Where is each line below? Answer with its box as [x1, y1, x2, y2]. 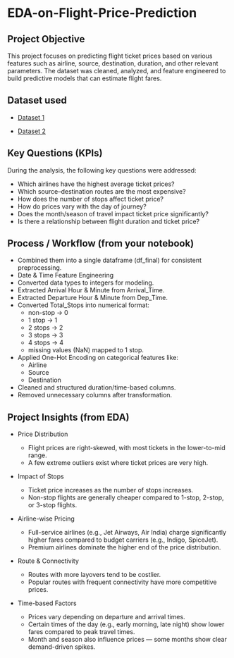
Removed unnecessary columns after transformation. [17, 391, 173, 399]
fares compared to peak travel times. [27, 628, 135, 636]
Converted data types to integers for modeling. [17, 278, 154, 287]
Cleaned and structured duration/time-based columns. [17, 383, 176, 392]
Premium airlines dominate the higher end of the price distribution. [27, 543, 221, 552]
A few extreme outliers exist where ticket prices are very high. [27, 459, 209, 467]
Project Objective [7, 33, 85, 45]
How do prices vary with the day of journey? [17, 202, 147, 211]
